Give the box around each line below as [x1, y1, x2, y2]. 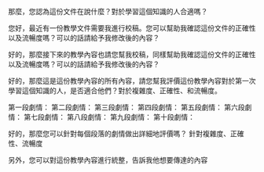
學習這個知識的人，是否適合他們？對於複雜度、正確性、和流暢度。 [8, 86, 222, 95]
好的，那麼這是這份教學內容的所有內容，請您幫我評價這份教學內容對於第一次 [8, 77, 256, 85]
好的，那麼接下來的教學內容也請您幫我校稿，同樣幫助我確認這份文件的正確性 [8, 50, 256, 59]
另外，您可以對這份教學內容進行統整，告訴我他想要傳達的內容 [8, 156, 208, 164]
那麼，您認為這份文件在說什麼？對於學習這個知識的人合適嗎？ [8, 7, 208, 16]
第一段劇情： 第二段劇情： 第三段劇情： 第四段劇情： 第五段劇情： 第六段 [8, 102, 245, 112]
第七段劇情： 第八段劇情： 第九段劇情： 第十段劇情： [23, 113, 195, 121]
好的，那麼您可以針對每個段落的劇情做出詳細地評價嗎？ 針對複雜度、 [8, 129, 230, 138]
